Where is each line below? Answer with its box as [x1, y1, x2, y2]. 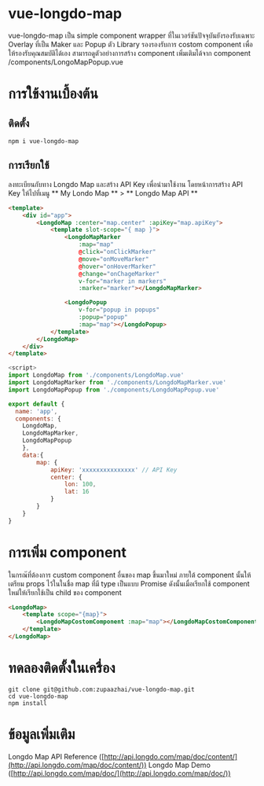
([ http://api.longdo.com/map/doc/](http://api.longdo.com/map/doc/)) [8, 768, 231, 778]
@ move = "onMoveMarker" [78, 255, 149, 263]
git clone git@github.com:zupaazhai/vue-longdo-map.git [8, 685, 195, 693]
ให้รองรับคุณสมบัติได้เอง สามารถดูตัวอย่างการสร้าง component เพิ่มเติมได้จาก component [8, 48, 251, 57]
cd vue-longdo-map [8, 692, 68, 700]
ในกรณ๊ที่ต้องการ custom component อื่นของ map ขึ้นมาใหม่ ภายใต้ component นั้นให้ [8, 570, 251, 579]
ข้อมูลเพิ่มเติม [8, 725, 75, 744]
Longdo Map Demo [148, 760, 211, 769]
